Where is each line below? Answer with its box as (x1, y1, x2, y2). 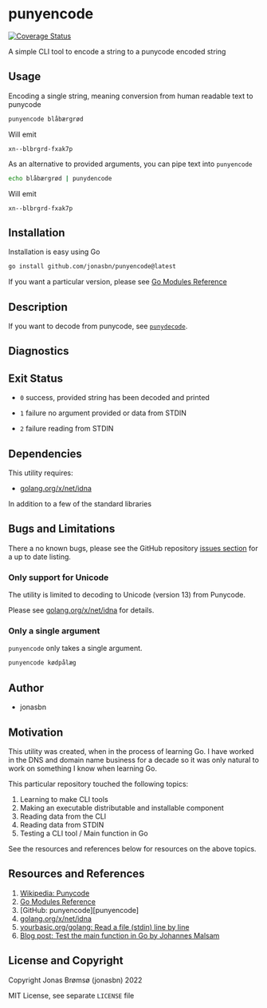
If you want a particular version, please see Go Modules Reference (8, 277, 227, 287)
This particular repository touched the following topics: (8, 779, 189, 788)
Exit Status (8, 371, 64, 385)
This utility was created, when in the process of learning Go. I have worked (8, 746, 254, 756)
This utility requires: (8, 468, 73, 478)
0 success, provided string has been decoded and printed (19, 393, 210, 403)
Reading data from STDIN (19, 819, 104, 829)
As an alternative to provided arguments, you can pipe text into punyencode (8, 159, 253, 169)
